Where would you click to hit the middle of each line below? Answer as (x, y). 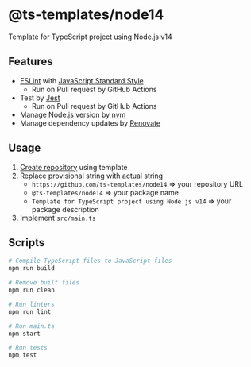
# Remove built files (44, 283)
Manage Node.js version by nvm (73, 114)
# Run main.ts (32, 326)
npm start (25, 334)
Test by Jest (40, 98)
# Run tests (28, 348)
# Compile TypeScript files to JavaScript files (90, 261)
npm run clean (32, 290)
